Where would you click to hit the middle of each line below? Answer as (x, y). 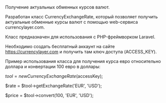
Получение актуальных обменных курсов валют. (57, 7)
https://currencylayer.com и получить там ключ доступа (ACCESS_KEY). (81, 52)
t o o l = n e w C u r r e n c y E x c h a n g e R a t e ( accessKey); (54, 76)
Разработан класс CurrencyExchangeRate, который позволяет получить (82, 17)
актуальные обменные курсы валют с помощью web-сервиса (72, 22)
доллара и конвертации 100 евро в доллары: (53, 67)
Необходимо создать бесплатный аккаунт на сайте (60, 46)
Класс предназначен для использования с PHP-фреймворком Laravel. (80, 37)
